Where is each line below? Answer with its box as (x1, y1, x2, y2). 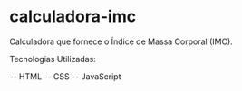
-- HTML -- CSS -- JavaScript (9, 70, 121, 82)
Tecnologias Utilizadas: (9, 53, 97, 64)
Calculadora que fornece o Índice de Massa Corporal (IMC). (9, 36, 233, 47)
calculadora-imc (9, 6, 137, 27)
